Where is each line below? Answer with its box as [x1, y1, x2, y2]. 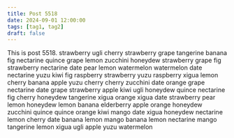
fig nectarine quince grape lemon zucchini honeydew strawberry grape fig [7, 56, 221, 65]
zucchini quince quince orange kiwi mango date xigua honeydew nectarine [7, 108, 224, 116]
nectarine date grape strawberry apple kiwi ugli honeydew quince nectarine [7, 86, 226, 94]
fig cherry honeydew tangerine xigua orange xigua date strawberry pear [7, 93, 216, 102]
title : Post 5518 [7, 10, 58, 17]
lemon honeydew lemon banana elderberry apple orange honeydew [7, 100, 203, 109]
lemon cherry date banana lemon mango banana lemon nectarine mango [7, 116, 217, 124]
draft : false [7, 29, 45, 37]
